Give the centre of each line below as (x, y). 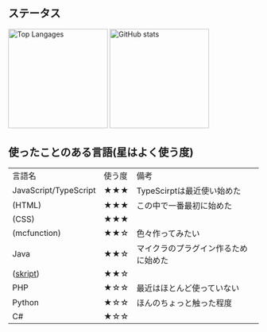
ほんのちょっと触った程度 (184, 303)
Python (26, 302)
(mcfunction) (37, 233)
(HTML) (27, 205)
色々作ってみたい (168, 234)
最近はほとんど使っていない (188, 288)
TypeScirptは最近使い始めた (189, 191)
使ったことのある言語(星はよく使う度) (101, 152)
